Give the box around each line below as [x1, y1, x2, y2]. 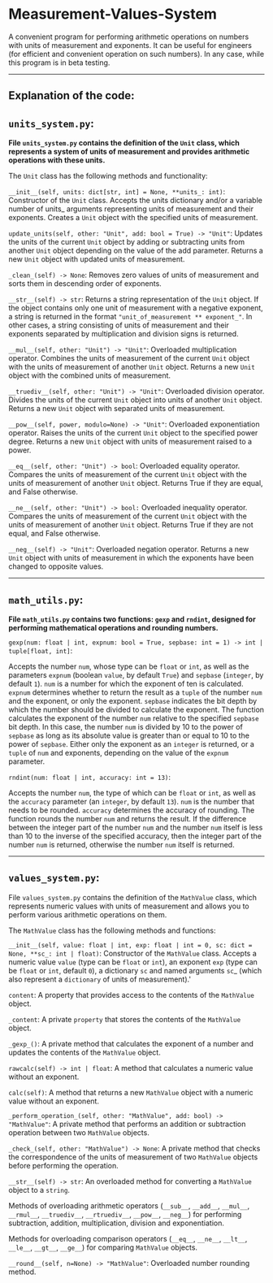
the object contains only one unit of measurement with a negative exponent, [8, 303, 264, 313]
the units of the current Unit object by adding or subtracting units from [8, 237, 245, 247]
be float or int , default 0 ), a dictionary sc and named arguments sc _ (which [8, 965, 262, 975]
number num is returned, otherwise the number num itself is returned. [8, 839, 235, 849]
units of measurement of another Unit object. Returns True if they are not [8, 520, 253, 530]
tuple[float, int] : [8, 645, 73, 655]
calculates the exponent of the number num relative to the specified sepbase [8, 713, 259, 723]
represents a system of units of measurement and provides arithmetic [8, 147, 250, 157]
